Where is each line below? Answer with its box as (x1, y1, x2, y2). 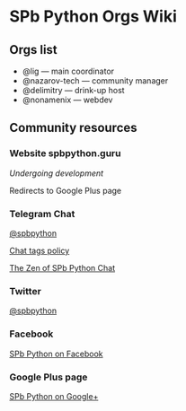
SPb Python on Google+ (9, 390, 99, 401)
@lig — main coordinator (22, 66, 115, 76)
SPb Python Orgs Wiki (9, 6, 177, 27)
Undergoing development (9, 168, 104, 179)
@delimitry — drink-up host (22, 85, 125, 95)
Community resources (9, 120, 137, 136)
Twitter (9, 284, 42, 297)
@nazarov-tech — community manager (22, 75, 169, 86)
